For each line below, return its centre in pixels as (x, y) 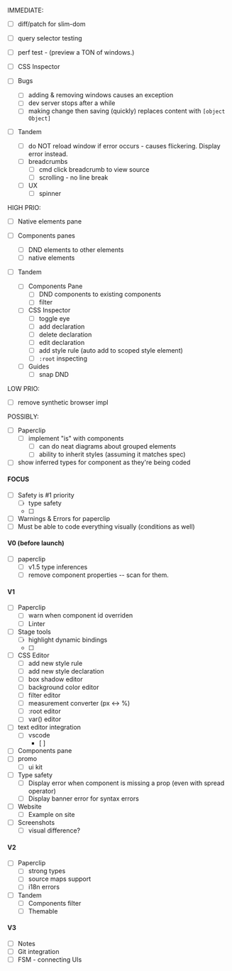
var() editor (45, 719)
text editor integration (49, 728)
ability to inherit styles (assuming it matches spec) (112, 454)
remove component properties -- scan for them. (98, 575)
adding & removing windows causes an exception (101, 95)
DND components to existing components (100, 295)
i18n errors (44, 887)
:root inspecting (63, 358)
